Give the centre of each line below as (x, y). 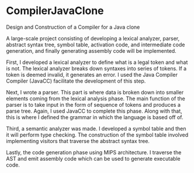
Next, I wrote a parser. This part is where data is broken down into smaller (95, 92)
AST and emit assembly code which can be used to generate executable (93, 158)
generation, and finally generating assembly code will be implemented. (91, 50)
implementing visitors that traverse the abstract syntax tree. (78, 141)
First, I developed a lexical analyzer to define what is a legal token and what (97, 62)
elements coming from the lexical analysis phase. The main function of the (96, 99)
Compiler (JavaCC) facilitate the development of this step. (76, 81)
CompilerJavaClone (55, 11)
